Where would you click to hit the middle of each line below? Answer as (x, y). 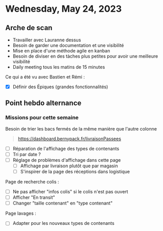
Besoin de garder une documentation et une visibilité (68, 45)
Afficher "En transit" (34, 197)
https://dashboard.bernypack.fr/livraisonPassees (69, 139)
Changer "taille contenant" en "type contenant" (63, 203)
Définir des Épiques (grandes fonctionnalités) (60, 87)
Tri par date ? (27, 154)
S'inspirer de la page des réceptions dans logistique (75, 172)
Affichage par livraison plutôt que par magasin (69, 166)
